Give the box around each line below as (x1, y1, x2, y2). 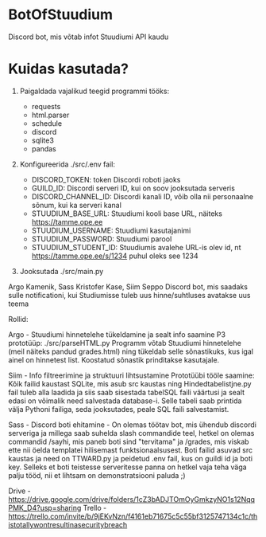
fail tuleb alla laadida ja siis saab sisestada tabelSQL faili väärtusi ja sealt (8, 387, 245, 397)
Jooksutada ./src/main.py (19, 266, 104, 276)
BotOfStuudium (8, 6, 114, 24)
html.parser (31, 110, 70, 120)
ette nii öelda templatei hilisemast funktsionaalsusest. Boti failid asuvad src (8, 445, 253, 455)
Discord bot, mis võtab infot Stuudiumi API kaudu (8, 32, 169, 41)
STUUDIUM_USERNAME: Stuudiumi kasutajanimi (31, 225, 191, 235)
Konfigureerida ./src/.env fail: (19, 159, 115, 169)
